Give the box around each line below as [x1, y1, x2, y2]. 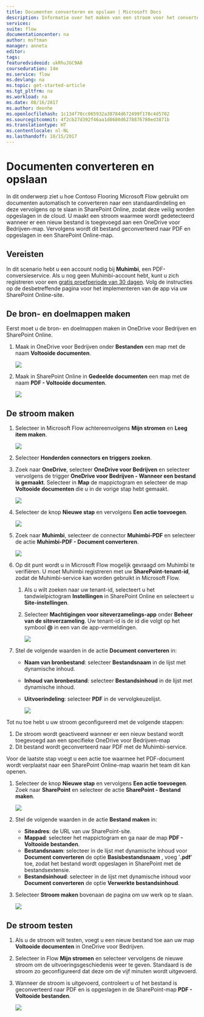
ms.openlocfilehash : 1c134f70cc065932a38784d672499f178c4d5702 [6, 111, 170, 117]
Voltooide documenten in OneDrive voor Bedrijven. [15, 943, 144, 950]
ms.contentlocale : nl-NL [6, 128, 69, 134]
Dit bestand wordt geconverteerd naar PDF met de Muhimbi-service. [15, 743, 187, 750]
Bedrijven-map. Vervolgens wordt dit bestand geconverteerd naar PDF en [6, 225, 191, 232]
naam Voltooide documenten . [15, 349, 91, 357]
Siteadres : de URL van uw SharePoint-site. [24, 828, 132, 835]
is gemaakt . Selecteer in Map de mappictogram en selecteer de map [15, 479, 188, 486]
